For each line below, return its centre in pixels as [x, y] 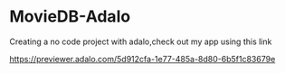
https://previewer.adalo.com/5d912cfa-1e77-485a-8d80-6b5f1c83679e [142, 59]
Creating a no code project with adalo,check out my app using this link [141, 41]
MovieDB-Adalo [70, 17]
